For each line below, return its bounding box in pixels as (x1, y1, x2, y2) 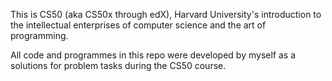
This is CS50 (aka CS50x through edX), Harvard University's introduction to (10, 9, 322, 20)
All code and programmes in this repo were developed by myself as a (10, 49, 296, 61)
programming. (10, 30, 69, 41)
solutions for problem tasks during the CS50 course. (10, 60, 227, 71)
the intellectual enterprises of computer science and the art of (10, 19, 267, 31)
